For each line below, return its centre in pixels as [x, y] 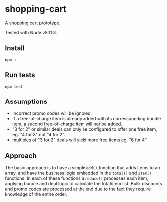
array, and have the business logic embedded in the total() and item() [78, 173]
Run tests [20, 75]
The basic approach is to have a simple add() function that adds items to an [83, 168]
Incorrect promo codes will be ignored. [52, 113]
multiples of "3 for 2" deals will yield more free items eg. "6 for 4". [80, 140]
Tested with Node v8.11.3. [31, 32]
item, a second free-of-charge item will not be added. [67, 124]
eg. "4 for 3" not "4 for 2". [39, 135]
